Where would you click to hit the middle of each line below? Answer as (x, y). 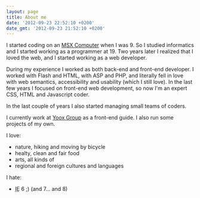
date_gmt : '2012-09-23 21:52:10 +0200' (56, 28)
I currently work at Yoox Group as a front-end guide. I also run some (90, 118)
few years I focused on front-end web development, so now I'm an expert (97, 88)
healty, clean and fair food (47, 153)
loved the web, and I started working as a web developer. (77, 58)
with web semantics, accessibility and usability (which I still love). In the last (99, 82)
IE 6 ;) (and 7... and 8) (41, 189)
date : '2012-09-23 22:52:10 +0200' (50, 23)
